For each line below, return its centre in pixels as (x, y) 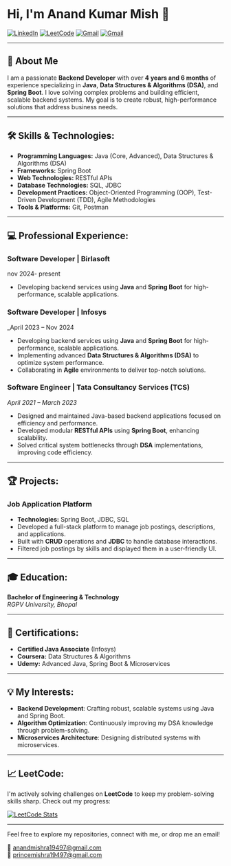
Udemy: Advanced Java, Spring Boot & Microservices (93, 664)
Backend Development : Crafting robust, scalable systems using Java (115, 708)
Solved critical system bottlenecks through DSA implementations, (110, 445)
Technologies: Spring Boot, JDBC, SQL (73, 519)
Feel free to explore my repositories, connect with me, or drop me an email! (113, 834)
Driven (26, 199)
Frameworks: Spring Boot (54, 170)
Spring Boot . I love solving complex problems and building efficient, (103, 92)
